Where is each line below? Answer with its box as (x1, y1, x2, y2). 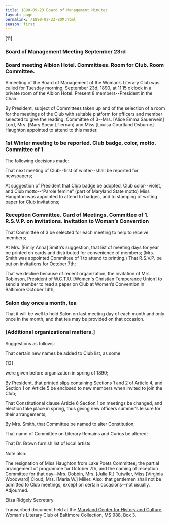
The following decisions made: (5, 158, 70, 164)
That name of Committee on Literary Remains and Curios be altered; (5, 430, 148, 436)
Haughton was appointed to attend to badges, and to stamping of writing (5, 193, 157, 199)
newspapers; (5, 173, 33, 179)
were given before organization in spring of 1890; (5, 369, 108, 376)
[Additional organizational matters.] (5, 329, 95, 336)
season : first (5, 21, 36, 27)
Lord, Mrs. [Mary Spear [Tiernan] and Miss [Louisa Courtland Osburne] (5, 122, 154, 128)
